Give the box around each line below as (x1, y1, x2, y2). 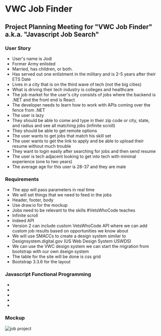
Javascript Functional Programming (5, 271, 91, 278)
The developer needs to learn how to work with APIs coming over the (12, 102, 151, 107)
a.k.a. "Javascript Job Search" (5, 30, 99, 38)
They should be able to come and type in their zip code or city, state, (12, 117, 150, 123)
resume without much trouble (12, 143, 71, 149)
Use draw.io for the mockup (12, 202, 68, 208)
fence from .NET (12, 107, 45, 113)
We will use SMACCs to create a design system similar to (12, 233, 126, 239)
